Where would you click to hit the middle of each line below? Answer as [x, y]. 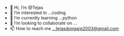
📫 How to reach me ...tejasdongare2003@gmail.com [64, 28]
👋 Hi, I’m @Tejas [27, 8]
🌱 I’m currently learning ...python [43, 18]
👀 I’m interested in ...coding [38, 13]
